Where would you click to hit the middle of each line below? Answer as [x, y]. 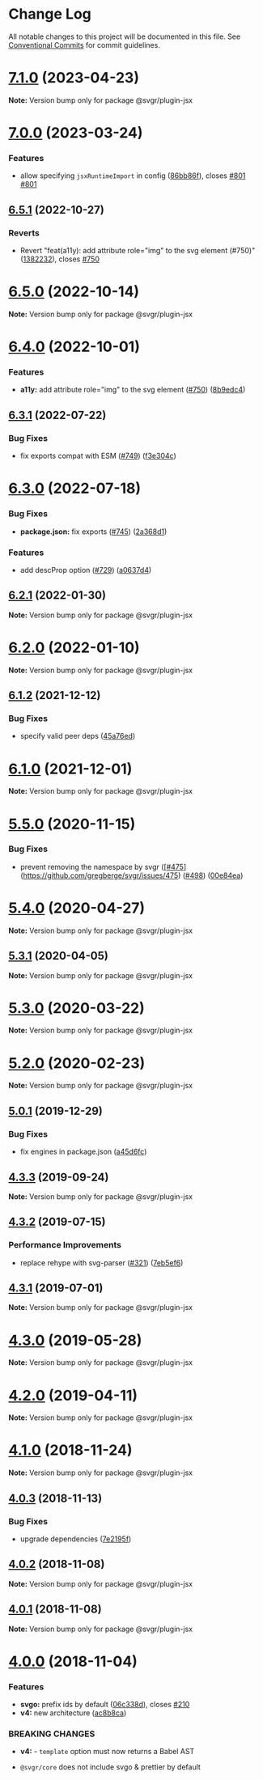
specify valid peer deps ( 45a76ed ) [78, 736]
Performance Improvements [65, 1245]
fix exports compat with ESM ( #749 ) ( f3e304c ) [98, 456]
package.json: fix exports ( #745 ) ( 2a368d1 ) [93, 532]
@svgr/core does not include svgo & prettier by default [110, 1767]
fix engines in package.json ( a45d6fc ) [83, 1152]
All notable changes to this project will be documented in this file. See [125, 36]
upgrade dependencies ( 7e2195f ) [76, 1539]
